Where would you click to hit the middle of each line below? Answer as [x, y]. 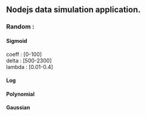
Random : [20, 27]
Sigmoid [17, 40]
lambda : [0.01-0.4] [30, 67]
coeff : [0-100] [24, 54]
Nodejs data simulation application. [74, 10]
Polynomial [20, 94]
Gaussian [18, 108]
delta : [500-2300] [29, 60]
